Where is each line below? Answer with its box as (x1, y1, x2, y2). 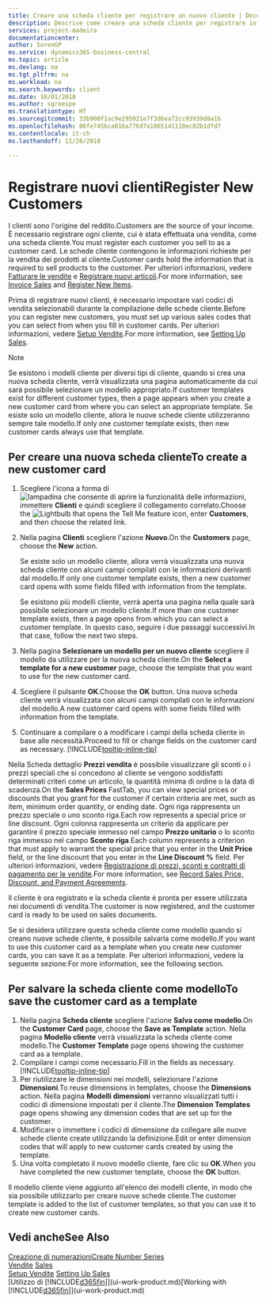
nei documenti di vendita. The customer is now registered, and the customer (8, 902, 256, 911)
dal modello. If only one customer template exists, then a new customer (19, 573, 251, 583)
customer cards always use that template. (8, 427, 145, 437)
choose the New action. (19, 541, 98, 551)
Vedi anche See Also (8, 1231, 109, 1244)
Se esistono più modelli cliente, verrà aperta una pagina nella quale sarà (19, 597, 255, 607)
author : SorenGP (8, 41, 62, 49)
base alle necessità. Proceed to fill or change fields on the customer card (19, 736, 257, 745)
